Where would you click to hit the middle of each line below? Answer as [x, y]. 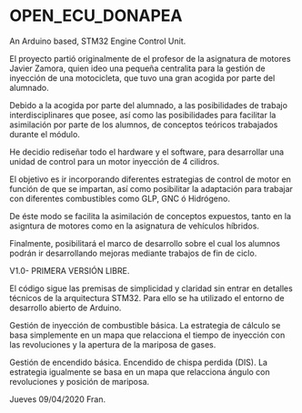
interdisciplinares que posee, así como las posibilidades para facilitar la [143, 115]
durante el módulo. [45, 134]
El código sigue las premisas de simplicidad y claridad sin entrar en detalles [151, 288]
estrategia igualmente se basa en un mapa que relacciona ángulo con [140, 372]
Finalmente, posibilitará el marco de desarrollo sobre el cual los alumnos [145, 243]
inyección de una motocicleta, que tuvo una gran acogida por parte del [142, 77]
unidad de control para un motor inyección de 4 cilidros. [115, 161]
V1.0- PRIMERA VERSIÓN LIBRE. [70, 270]
